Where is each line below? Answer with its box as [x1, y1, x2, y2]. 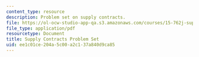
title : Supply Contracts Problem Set [6, 36, 99, 42]
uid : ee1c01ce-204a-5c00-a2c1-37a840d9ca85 [6, 42, 115, 48]
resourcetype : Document [6, 31, 65, 37]
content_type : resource [6, 8, 65, 15]
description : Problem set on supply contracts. [6, 14, 126, 20]
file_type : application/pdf [6, 25, 76, 31]
